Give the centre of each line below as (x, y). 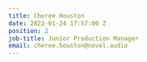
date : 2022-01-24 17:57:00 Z (57, 23)
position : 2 (28, 31)
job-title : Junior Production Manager (73, 38)
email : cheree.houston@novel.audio (68, 46)
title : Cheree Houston (46, 16)
